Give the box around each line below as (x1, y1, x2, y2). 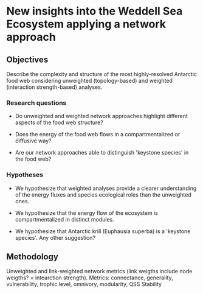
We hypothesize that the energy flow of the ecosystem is (15, 209, 158, 217)
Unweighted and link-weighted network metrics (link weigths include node (6, 268, 193, 275)
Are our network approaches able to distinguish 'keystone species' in (15, 149, 189, 156)
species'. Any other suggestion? (15, 234, 96, 241)
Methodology (6, 251, 59, 262)
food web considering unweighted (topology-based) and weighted (6, 77, 173, 84)
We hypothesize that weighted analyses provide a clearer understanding (15, 184, 197, 192)
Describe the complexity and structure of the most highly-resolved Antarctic (6, 71, 198, 77)
